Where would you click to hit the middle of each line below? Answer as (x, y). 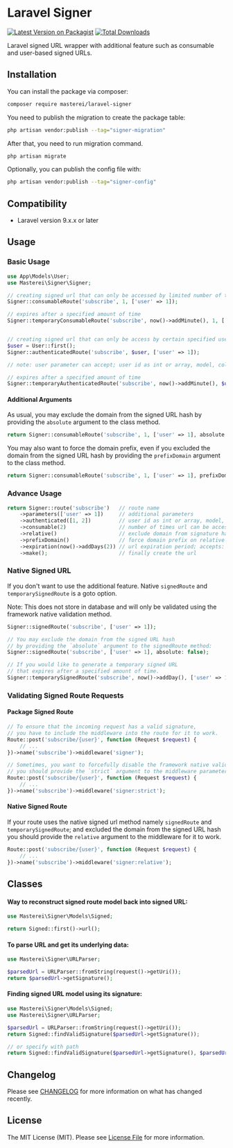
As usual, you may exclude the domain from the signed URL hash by (105, 415)
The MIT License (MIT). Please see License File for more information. (106, 1137)
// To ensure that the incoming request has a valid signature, (102, 727)
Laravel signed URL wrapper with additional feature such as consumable (111, 45)
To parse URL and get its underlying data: (68, 945)
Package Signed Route (41, 712)
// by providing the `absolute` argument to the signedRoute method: (110, 646)
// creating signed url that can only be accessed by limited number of (114, 295)
